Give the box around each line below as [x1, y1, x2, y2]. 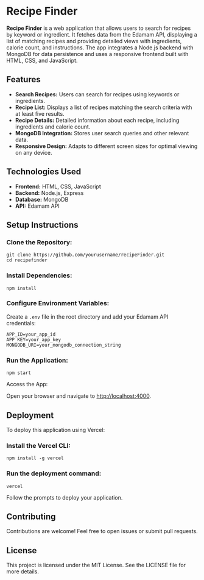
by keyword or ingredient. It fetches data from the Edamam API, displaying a [6, 30, 198, 38]
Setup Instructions [6, 219, 79, 230]
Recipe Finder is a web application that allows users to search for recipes [6, 24, 191, 32]
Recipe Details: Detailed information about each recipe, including [15, 116, 180, 124]
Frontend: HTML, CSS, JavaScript [15, 183, 102, 190]
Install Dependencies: [6, 271, 72, 280]
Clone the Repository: [6, 238, 72, 246]
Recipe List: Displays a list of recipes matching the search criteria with [15, 104, 192, 111]
